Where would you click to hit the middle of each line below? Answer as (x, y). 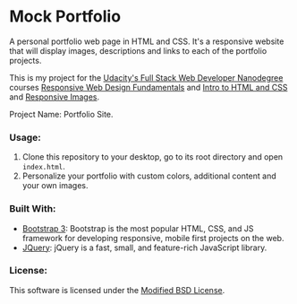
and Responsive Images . (55, 97)
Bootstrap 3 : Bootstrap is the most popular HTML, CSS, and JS (138, 228)
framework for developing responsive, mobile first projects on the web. (153, 238)
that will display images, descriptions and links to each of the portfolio (138, 50)
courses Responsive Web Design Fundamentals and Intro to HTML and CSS (148, 87)
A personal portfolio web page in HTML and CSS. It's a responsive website (147, 41)
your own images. (55, 186)
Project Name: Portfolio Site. (61, 114)
